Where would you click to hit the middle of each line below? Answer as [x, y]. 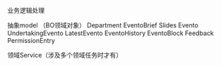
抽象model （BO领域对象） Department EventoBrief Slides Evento [103, 25]
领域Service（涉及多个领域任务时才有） [65, 55]
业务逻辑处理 [26, 10]
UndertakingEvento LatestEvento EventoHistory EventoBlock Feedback [110, 33]
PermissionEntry [31, 40]
